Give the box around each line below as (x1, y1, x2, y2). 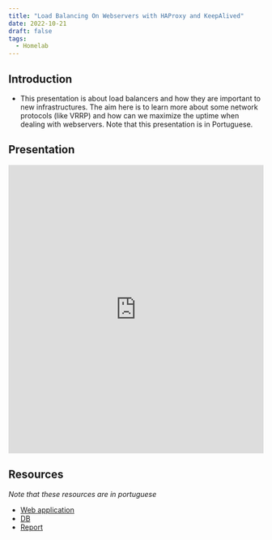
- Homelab (15, 42, 49, 50)
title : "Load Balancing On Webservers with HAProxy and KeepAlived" (8, 11, 244, 20)
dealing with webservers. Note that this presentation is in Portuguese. (19, 119, 253, 129)
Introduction (8, 72, 73, 86)
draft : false (8, 27, 53, 35)
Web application (19, 504, 74, 515)
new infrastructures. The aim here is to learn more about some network (19, 102, 259, 112)
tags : (8, 34, 27, 43)
